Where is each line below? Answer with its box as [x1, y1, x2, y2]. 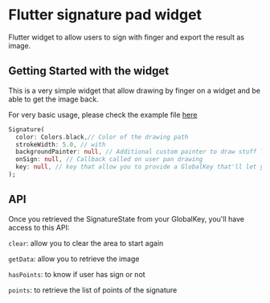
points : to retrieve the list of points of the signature [8, 284, 178, 295]
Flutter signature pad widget [8, 6, 202, 24]
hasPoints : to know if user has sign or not [8, 269, 146, 279]
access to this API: [8, 222, 70, 232]
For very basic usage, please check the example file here [8, 110, 198, 119]
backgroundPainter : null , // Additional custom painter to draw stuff [15, 147, 257, 156]
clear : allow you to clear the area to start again [8, 238, 164, 247]
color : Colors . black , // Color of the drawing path [15, 133, 189, 141]
